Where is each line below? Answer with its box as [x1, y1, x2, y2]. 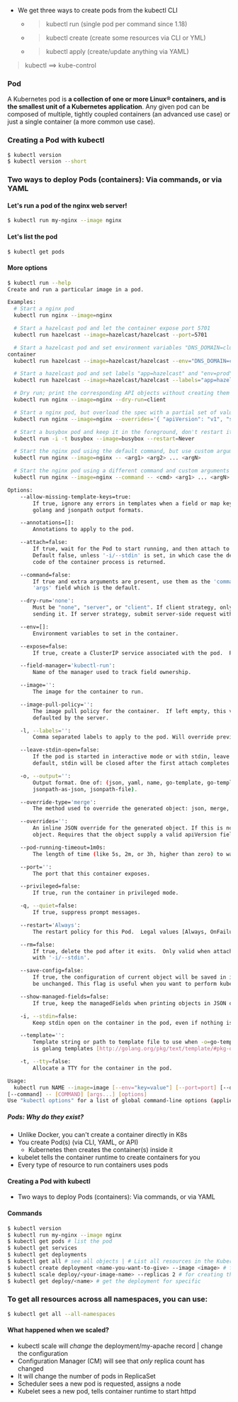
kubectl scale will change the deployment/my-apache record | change [17, 1342, 223, 1350]
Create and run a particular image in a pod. [7, 286, 144, 293]
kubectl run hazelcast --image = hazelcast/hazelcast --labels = [13, 376, 201, 384]
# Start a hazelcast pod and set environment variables [13, 344, 182, 351]
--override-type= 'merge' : [20, 798, 97, 805]
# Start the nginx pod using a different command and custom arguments [13, 467, 230, 474]
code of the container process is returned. [33, 558, 166, 565]
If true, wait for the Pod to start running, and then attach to [33, 545, 230, 553]
